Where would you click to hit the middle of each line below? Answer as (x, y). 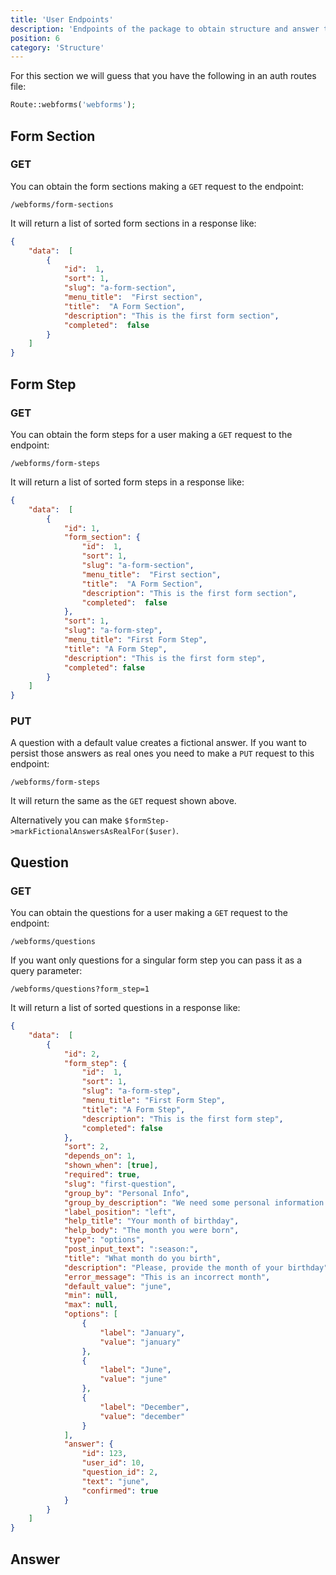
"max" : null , (90, 1305)
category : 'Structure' (57, 47)
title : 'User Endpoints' (62, 19)
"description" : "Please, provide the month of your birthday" (196, 1267)
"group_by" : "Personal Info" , (126, 1193)
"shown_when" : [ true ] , (111, 1166)
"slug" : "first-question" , (120, 1184)
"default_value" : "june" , (117, 1286)
